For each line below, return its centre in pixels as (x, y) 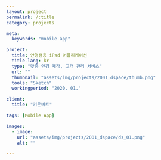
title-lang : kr (30, 61)
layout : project (26, 12)
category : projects (30, 23)
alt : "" (26, 143)
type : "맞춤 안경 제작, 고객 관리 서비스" (57, 66)
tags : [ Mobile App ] (30, 115)
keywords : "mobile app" (41, 39)
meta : (13, 33)
